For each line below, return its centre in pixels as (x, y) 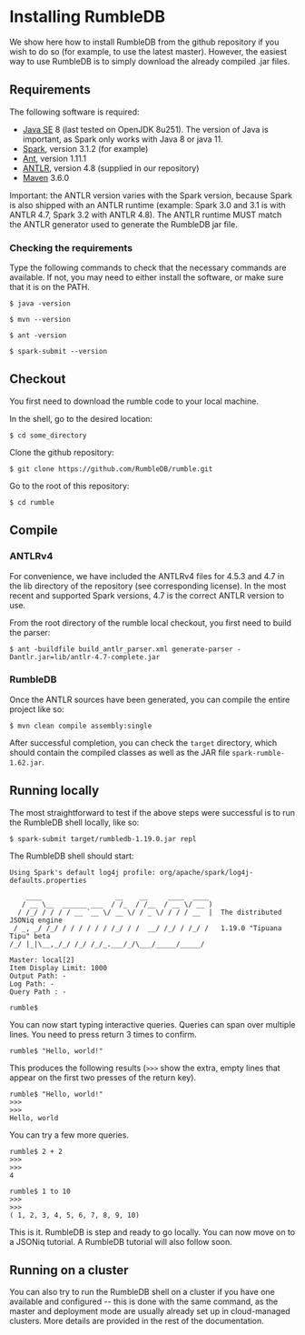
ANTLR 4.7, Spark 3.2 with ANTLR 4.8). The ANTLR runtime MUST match (146, 215)
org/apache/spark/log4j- (207, 872)
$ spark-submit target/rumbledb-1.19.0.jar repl (103, 838)
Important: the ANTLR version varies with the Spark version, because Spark (151, 195)
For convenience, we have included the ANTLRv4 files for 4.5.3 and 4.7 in (147, 576)
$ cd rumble (32, 502)
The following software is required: (74, 112)
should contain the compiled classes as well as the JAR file (120, 752)
